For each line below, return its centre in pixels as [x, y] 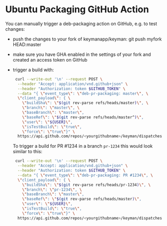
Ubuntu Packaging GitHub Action [77, 9]
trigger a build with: [33, 70]
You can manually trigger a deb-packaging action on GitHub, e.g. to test [81, 24]
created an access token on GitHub [50, 59]
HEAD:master [27, 44]
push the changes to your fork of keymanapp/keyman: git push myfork [87, 39]
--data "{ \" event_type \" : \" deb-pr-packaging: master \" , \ [83, 93]
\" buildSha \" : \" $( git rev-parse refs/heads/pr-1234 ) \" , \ [87, 185]
